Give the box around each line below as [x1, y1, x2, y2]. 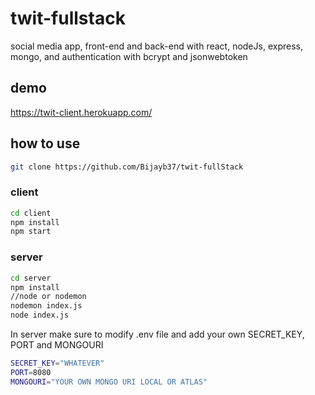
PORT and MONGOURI [10, 339, 104, 351]
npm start [10, 227, 52, 237]
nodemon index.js [10, 301, 83, 311]
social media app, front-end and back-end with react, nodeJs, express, [10, 40, 303, 52]
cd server [10, 273, 52, 283]
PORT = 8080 [10, 367, 52, 377]
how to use [10, 135, 81, 152]
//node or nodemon [10, 292, 87, 302]
